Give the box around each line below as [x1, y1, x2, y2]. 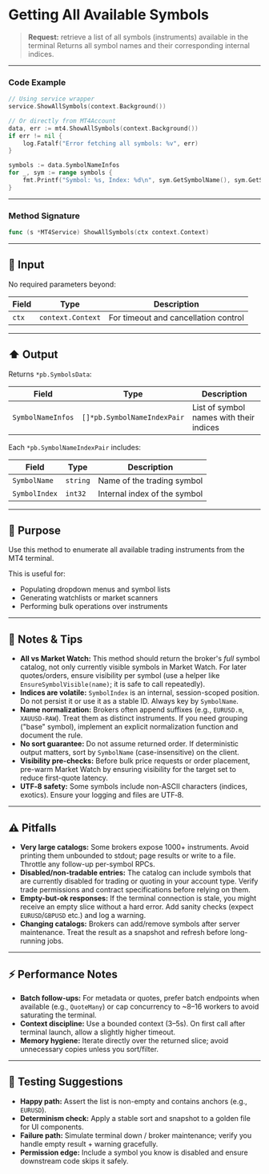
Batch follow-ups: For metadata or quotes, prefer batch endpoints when [19, 993, 260, 1002]
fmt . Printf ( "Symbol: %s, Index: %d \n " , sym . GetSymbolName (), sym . [22, 177, 249, 185]
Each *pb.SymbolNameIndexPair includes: [8, 442, 142, 452]
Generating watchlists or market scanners [19, 593, 159, 603]
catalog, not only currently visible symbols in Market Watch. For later [19, 662, 247, 672]
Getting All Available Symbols [8, 6, 210, 24]
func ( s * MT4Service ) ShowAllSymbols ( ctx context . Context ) [8, 229, 210, 237]
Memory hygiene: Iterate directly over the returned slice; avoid [19, 1035, 229, 1045]
